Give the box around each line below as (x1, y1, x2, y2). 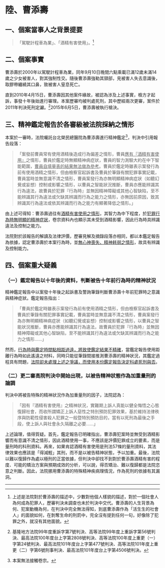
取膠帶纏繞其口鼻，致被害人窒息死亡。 (5, 81, 82, 87)
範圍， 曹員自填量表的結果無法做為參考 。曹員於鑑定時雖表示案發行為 (21, 163, 160, 169)
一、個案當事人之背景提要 (5, 26, 82, 34)
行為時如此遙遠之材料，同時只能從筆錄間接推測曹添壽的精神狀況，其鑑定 (9, 353, 156, 359)
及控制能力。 (5, 245, 31, 251)
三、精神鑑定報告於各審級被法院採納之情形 (5, 120, 134, 129)
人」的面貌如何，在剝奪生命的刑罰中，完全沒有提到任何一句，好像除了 (12, 512, 155, 518)
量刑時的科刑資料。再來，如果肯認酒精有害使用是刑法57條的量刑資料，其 (5, 443, 152, 449)
